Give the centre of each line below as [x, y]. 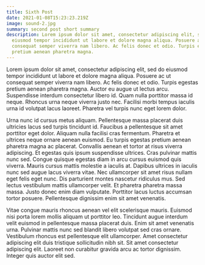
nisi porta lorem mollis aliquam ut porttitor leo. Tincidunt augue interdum [97, 216]
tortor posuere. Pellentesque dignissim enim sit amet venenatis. [86, 198]
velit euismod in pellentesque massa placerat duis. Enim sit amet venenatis [100, 223]
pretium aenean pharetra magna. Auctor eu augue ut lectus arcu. [88, 89]
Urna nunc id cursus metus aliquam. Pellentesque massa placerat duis [95, 120]
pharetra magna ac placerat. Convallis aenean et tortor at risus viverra [95, 146]
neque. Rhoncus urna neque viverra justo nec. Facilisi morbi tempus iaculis [101, 102]
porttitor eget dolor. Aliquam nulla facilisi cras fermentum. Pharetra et [93, 133]
